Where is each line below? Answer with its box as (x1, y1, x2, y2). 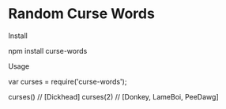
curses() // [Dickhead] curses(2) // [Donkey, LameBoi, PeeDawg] (8, 92, 219, 101)
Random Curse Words (8, 5, 156, 23)
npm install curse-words (8, 46, 88, 55)
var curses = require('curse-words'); (8, 77, 127, 86)
